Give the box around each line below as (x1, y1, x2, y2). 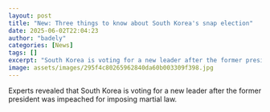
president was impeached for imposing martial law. (8, 94, 178, 104)
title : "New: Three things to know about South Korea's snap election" (8, 19, 253, 27)
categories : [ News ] (8, 42, 74, 50)
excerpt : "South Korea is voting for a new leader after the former (8, 57, 243, 65)
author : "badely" (8, 34, 67, 42)
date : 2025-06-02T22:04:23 (8, 26, 99, 34)
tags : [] (8, 49, 38, 57)
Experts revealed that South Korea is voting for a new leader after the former (8, 86, 262, 95)
